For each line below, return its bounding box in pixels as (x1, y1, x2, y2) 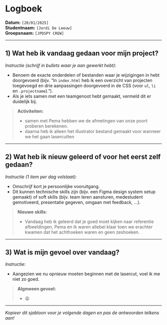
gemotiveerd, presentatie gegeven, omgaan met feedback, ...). (12, 199, 141, 205)
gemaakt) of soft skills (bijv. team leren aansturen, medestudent (12, 194, 143, 200)
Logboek (5, 3, 42, 14)
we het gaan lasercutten (24, 133, 75, 139)
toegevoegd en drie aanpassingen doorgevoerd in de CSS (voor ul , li (12, 83, 156, 89)
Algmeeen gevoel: (17, 286, 56, 292)
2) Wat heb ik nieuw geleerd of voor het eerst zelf (5, 153, 161, 161)
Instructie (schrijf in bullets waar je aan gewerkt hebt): (5, 62, 117, 68)
